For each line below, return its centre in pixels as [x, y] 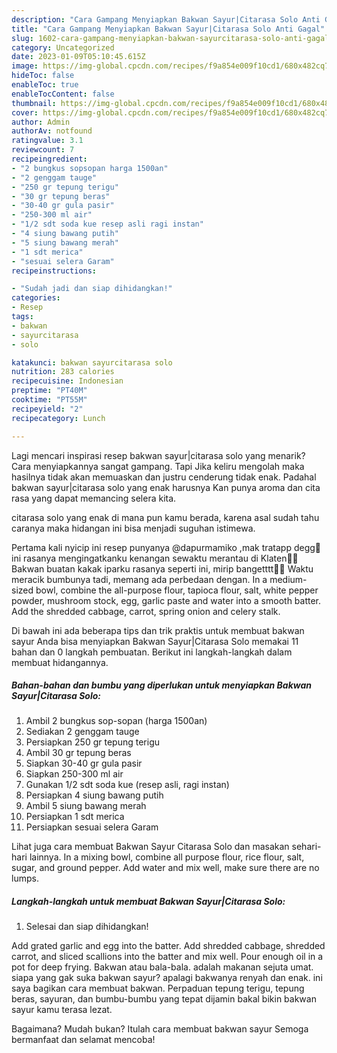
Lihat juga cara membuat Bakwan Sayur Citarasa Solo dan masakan [150, 847]
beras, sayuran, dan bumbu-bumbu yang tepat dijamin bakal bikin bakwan [164, 999]
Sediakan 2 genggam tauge [82, 732]
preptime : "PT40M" [49, 391]
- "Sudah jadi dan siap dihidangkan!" [92, 289]
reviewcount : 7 [43, 150]
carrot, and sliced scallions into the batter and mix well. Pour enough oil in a [167, 957]
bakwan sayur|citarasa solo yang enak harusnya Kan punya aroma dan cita [166, 487]
